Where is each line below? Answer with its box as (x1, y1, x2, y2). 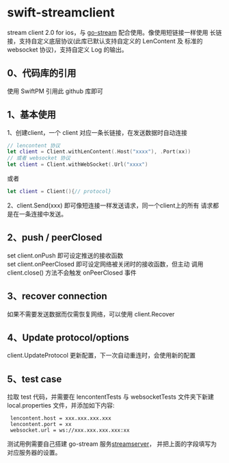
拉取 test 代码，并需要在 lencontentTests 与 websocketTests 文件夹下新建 (7, 392, 214, 401)
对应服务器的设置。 (7, 449, 62, 457)
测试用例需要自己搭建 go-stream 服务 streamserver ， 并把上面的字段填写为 (7, 440, 217, 448)
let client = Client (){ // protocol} (7, 188, 111, 195)
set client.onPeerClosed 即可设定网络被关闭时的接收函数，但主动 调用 (7, 260, 204, 268)
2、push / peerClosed (7, 231, 103, 244)
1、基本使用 (7, 109, 57, 121)
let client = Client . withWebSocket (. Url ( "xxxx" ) (7, 161, 148, 168)
